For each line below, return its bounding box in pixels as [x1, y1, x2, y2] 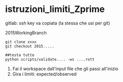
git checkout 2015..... [5, 43, 55, 48]
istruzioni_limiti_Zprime [5, 3, 105, 15]
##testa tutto [5, 52, 35, 57]
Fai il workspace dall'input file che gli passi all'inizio [12, 65, 119, 71]
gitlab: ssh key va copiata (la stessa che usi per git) [5, 20, 111, 26]
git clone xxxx [5, 39, 37, 44]
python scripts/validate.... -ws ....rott [5, 56, 95, 62]
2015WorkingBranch [5, 29, 47, 35]
